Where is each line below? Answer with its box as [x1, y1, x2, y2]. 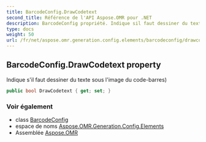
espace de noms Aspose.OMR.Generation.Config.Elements [15, 122, 164, 130]
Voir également [6, 102, 53, 110]
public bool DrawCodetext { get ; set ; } [6, 88, 112, 94]
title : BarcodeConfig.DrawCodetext [6, 9, 97, 15]
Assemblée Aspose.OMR [15, 129, 78, 136]
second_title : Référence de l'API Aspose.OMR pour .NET [6, 15, 152, 21]
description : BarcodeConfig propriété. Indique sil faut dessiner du [6, 20, 188, 26]
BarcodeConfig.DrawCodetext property [6, 60, 161, 70]
